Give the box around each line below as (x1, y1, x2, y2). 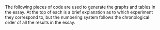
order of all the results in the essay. (5, 19, 76, 25)
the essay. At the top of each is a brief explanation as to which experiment (5, 9, 153, 15)
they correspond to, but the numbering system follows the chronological (5, 15, 149, 20)
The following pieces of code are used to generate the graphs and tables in (5, 4, 156, 10)
